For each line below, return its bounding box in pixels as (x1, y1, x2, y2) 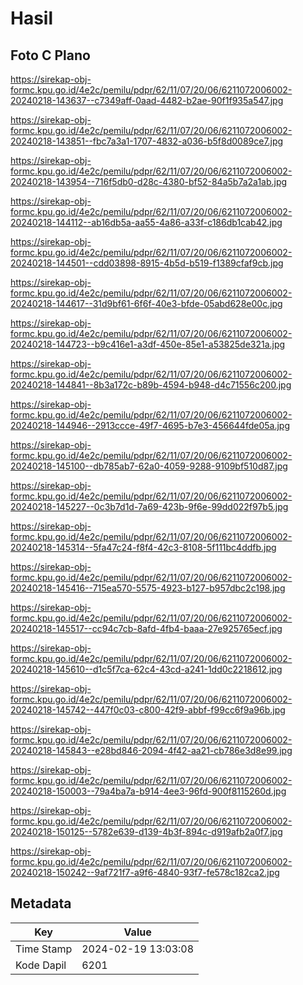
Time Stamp (15, 942, 73, 956)
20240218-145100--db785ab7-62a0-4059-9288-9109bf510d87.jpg (10, 460, 288, 472)
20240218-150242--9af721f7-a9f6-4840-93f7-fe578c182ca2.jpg (10, 867, 280, 878)
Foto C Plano (10, 47, 91, 64)
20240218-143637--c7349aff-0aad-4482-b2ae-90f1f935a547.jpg (10, 95, 284, 106)
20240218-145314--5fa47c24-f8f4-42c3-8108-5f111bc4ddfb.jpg (10, 542, 277, 553)
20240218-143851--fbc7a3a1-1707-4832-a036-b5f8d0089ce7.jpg (10, 135, 284, 147)
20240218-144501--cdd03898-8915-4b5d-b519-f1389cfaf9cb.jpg (10, 257, 284, 269)
